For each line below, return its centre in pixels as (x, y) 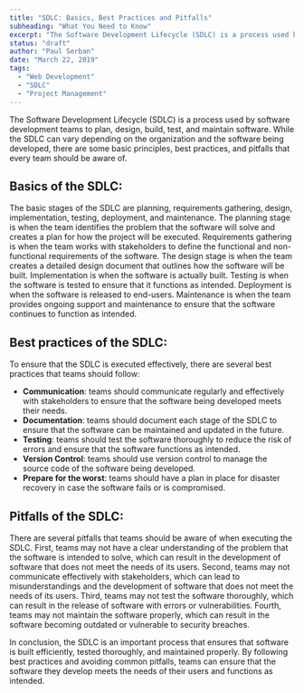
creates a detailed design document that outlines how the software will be (147, 266)
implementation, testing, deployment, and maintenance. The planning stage (150, 217)
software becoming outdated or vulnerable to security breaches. (130, 624)
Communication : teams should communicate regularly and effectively (153, 391)
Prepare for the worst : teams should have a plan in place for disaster (151, 478)
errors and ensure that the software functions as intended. (132, 449)
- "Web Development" (56, 77)
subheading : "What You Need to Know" (81, 26)
